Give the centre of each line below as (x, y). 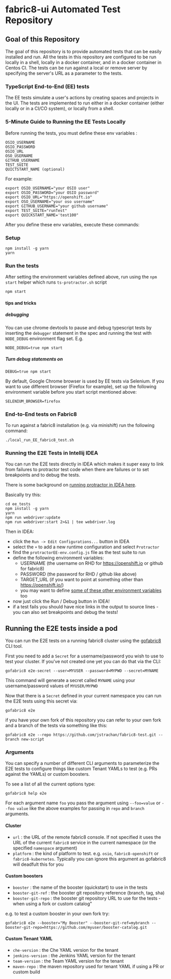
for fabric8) (32, 569)
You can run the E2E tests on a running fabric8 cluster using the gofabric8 (83, 641)
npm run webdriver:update (33, 518)
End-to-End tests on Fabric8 (41, 414)
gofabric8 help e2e (26, 794)
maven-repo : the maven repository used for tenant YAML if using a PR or (88, 967)
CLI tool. (14, 646)
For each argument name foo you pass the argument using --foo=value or (83, 803)
